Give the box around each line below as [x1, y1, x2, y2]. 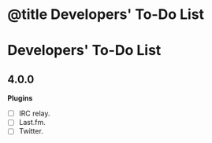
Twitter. [18, 126, 44, 136]
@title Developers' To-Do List [7, 5, 205, 24]
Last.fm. [18, 118, 46, 127]
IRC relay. [18, 108, 50, 119]
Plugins [7, 93, 33, 103]
